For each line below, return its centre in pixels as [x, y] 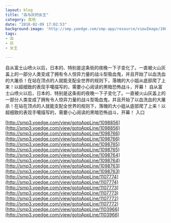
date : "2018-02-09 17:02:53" [36, 24]
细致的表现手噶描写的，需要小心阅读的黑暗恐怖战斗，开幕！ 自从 [90, 87]
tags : [11, 34]
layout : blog [19, 10]
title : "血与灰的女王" [27, 15]
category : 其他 [21, 19]
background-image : [25, 29]
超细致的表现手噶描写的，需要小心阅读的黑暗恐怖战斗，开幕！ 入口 [75, 112]
